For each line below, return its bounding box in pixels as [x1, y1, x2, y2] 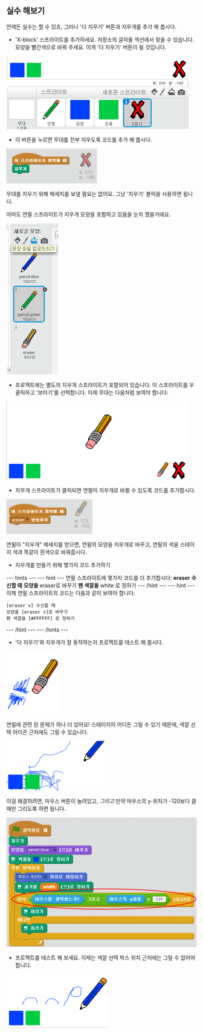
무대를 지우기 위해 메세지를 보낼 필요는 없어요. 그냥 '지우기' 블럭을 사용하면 [6, 190, 182, 197]
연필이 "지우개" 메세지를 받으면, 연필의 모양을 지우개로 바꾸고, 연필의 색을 [6, 540, 179, 548]
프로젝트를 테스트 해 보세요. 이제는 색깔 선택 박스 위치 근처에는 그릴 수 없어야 [14, 954, 196, 961]
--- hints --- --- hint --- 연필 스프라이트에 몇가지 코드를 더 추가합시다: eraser [6, 574, 190, 581]
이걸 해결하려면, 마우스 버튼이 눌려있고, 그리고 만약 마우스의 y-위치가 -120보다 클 [6, 797, 196, 805]
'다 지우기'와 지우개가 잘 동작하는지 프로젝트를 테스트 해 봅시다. [14, 639, 164, 646]
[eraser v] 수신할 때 [6, 602, 56, 608]
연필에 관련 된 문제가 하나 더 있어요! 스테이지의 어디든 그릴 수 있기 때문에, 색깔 [6, 720, 190, 728]
